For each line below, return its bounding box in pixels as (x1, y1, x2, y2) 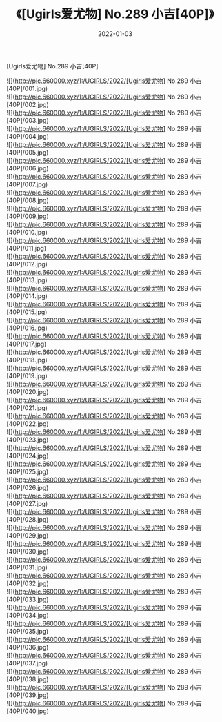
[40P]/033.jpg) (6, 595, 49, 603)
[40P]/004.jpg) (6, 132, 49, 140)
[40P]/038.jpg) (6, 674, 49, 683)
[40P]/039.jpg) (6, 691, 49, 699)
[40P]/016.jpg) (6, 324, 48, 332)
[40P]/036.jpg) (6, 643, 49, 651)
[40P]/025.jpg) (6, 467, 49, 476)
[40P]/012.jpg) (6, 260, 48, 268)
